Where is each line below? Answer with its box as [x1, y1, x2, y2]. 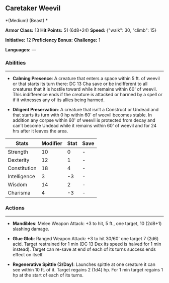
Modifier [41, 140, 63, 147]
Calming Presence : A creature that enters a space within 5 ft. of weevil [12, 76, 160, 82]
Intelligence [8, 173, 35, 180]
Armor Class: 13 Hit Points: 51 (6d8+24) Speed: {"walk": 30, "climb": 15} [5, 27, 157, 33]
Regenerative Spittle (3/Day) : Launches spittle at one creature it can [12, 261, 156, 267]
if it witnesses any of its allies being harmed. [12, 97, 105, 103]
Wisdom [8, 181, 28, 188]
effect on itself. [12, 252, 44, 258]
